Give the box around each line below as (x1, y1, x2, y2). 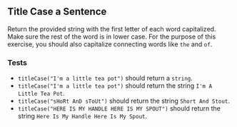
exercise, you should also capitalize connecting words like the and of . (7, 39, 213, 49)
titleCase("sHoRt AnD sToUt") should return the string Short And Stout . (17, 96, 231, 106)
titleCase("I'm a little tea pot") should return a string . (17, 74, 193, 83)
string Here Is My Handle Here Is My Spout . (17, 112, 148, 121)
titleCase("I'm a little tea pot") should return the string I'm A (17, 81, 213, 90)
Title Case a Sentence (7, 6, 107, 18)
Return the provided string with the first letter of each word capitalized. (7, 24, 216, 33)
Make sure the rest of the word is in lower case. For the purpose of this (7, 32, 216, 41)
